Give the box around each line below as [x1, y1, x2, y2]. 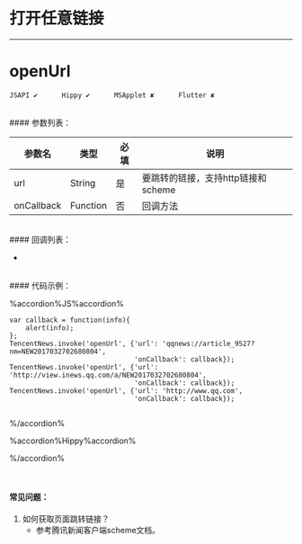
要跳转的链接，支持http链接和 [141, 172, 267, 184]
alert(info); [25, 323, 75, 333]
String [70, 176, 96, 189]
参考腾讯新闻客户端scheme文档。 [35, 525, 160, 536]
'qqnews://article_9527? [162, 339, 255, 348]
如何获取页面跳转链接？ [22, 513, 110, 524]
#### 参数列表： [9, 117, 72, 128]
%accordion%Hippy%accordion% [9, 435, 137, 446]
